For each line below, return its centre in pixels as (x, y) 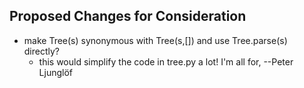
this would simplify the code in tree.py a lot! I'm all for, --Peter (166, 61)
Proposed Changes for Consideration (128, 16)
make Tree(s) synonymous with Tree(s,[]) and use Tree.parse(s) (155, 40)
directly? (42, 51)
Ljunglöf (56, 72)
